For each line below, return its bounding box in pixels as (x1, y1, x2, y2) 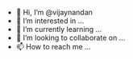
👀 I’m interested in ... (15, 16, 85, 26)
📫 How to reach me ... (15, 42, 91, 51)
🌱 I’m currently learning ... (15, 25, 102, 33)
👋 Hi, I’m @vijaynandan (15, 8, 93, 17)
